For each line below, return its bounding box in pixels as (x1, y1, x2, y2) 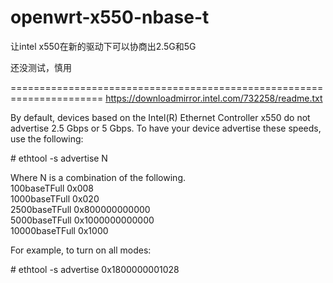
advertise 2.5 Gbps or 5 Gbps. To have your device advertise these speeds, (10, 122, 322, 134)
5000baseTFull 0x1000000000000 (10, 214, 155, 226)
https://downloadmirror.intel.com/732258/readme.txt (105, 92, 323, 104)
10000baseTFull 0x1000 (10, 224, 109, 236)
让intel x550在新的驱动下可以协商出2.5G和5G (10, 40, 197, 52)
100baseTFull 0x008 (10, 182, 95, 194)
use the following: (10, 132, 84, 145)
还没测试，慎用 (10, 61, 72, 73)
